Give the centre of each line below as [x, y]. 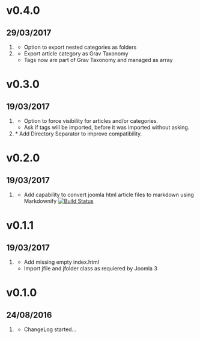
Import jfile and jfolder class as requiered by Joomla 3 [91, 268]
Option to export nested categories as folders [80, 47]
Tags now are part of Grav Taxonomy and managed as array [98, 60]
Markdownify [40, 201]
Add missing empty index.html [61, 262]
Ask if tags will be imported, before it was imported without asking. [107, 127]
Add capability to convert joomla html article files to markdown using [109, 194]
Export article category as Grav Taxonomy [76, 54]
